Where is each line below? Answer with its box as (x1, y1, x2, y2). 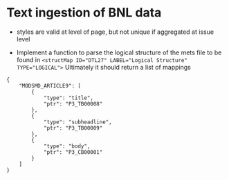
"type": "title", (43, 94, 94, 101)
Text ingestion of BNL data (6, 5, 162, 21)
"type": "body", (43, 143, 91, 150)
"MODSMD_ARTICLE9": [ (19, 82, 81, 89)
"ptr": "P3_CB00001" (43, 148, 103, 156)
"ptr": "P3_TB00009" (43, 124, 103, 132)
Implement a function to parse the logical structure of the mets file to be (16, 48, 222, 57)
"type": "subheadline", (43, 119, 112, 126)
